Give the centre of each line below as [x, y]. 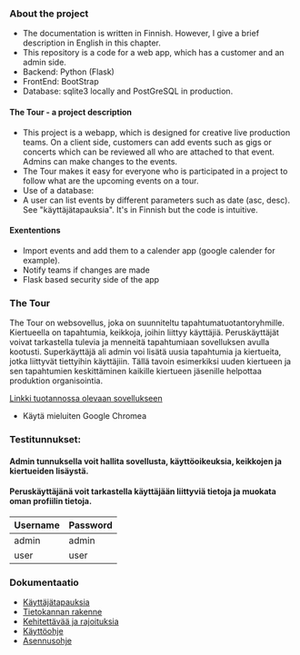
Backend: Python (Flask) [69, 72]
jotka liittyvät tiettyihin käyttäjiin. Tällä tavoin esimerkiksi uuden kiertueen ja [150, 361]
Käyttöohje [43, 631]
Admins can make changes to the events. [100, 161]
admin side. [44, 63]
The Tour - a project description [71, 112]
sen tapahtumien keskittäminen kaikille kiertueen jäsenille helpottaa [135, 371]
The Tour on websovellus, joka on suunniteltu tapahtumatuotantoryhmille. [147, 323]
